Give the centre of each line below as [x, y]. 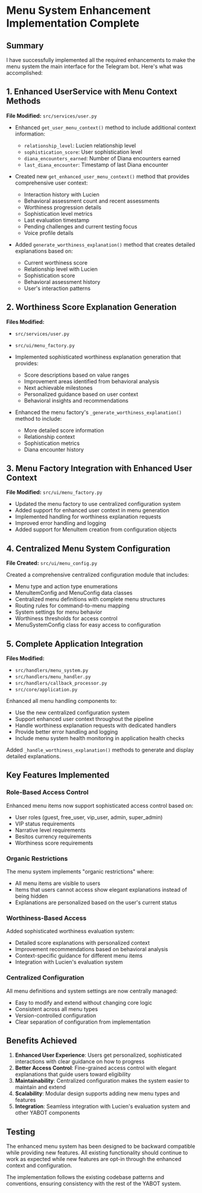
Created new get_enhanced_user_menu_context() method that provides [102, 176]
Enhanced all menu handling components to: [62, 701]
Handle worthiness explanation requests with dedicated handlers [96, 726]
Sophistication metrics [52, 443]
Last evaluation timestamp [57, 220]
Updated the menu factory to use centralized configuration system [98, 504]
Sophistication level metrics [58, 213]
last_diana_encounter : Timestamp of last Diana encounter [96, 165]
